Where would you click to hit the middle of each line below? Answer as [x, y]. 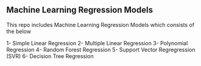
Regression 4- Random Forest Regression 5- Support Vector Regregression [101, 50]
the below [19, 31]
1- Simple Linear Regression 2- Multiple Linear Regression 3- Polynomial [97, 43]
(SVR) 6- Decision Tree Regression [50, 56]
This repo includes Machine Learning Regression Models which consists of [100, 24]
